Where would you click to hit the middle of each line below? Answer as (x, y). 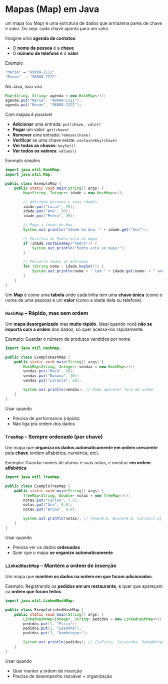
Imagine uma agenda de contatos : (41, 38)
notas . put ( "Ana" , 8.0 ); (48, 505)
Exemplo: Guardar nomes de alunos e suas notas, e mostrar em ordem (78, 463)
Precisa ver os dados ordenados (46, 547)
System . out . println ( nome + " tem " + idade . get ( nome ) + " (93, 271)
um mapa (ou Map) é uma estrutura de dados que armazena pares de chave (84, 23)
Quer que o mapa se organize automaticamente (63, 553)
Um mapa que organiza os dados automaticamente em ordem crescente (81, 448)
